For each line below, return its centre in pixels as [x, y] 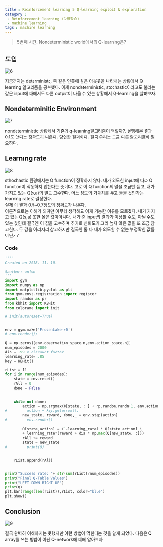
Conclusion [23, 512]
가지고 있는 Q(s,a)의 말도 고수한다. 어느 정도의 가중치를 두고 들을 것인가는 [74, 193]
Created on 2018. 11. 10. [31, 263]
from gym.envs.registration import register [51, 294]
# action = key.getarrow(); [42, 411]
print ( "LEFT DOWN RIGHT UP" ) [34, 483]
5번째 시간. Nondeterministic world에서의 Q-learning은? [71, 42]
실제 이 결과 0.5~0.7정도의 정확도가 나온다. [46, 205]
